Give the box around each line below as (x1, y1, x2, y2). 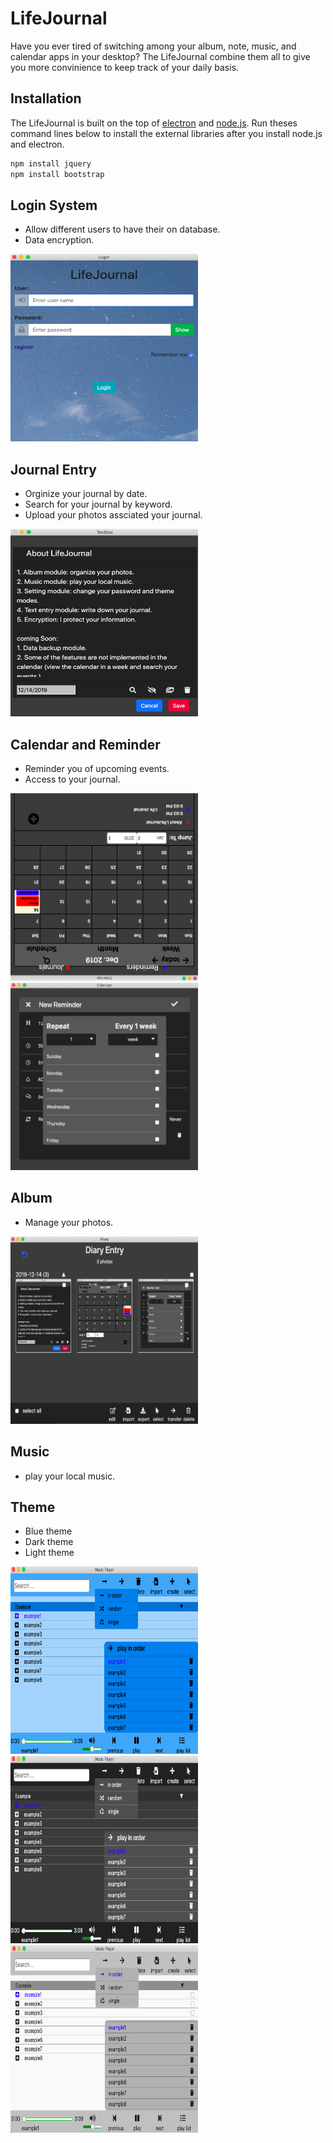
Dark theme (24, 1536, 74, 1548)
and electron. (10, 138, 65, 150)
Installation (10, 90, 82, 107)
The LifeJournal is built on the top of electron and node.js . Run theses (10, 117, 298, 129)
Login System (10, 197, 98, 214)
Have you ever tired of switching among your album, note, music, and (10, 40, 297, 52)
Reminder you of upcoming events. (24, 762, 170, 774)
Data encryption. (24, 234, 95, 246)
